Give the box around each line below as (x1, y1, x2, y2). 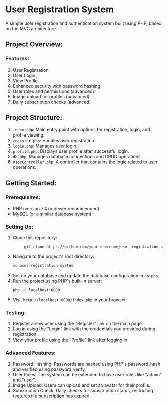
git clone (24, 244, 45, 250)
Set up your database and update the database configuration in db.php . (12, 273, 159, 279)
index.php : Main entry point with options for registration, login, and (12, 127, 150, 133)
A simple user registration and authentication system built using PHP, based (5, 20, 162, 26)
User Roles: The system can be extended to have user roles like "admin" (12, 371, 162, 377)
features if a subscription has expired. (12, 393, 91, 399)
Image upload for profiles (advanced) (12, 93, 90, 99)
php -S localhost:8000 (12, 288, 60, 293)
